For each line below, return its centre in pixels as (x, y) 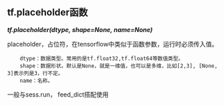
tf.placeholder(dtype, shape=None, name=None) (80, 29)
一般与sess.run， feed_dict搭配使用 (58, 94)
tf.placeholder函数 (48, 13)
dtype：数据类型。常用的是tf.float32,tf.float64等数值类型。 (102, 58)
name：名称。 (37, 81)
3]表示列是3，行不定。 (35, 73)
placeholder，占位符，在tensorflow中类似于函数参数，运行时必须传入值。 (113, 44)
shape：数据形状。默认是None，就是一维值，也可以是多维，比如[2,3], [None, (119, 66)
